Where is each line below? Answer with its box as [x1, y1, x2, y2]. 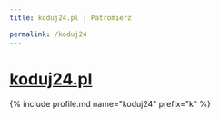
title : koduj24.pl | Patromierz [9, 13, 132, 23]
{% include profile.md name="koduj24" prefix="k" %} [9, 99, 211, 110]
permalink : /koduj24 [9, 29, 88, 39]
